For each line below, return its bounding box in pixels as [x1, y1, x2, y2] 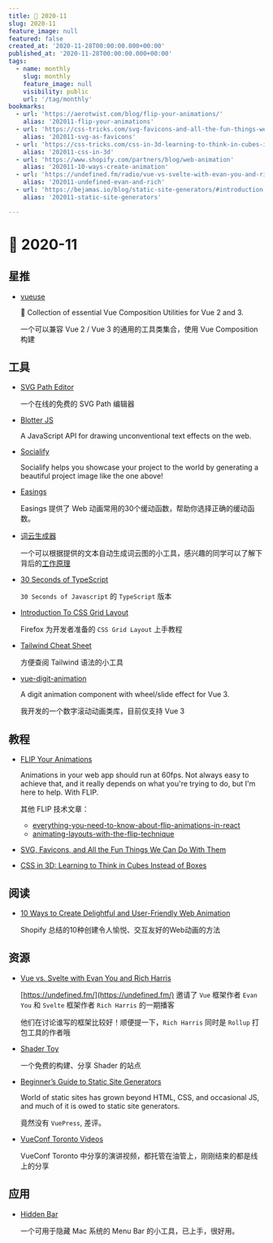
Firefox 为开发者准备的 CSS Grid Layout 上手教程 [19, 625, 183, 634]
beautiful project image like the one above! [19, 471, 164, 481]
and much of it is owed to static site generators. [19, 1101, 180, 1111]
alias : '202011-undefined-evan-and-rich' [23, 178, 165, 187]
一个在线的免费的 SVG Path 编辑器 [19, 399, 135, 409]
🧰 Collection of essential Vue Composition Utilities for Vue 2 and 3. [19, 307, 244, 317]
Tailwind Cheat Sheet [19, 641, 92, 651]
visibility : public [23, 87, 89, 96]
